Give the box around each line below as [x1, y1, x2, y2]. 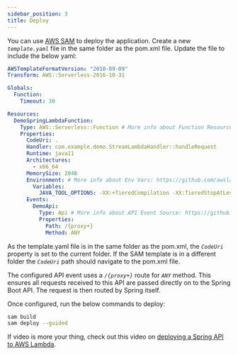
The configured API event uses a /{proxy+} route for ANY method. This [7, 271, 211, 279]
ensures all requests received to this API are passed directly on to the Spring [7, 278, 231, 287]
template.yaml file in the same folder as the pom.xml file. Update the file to [7, 44, 225, 52]
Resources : [7, 111, 40, 118]
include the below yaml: [7, 51, 76, 60]
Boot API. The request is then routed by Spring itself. [7, 286, 161, 294]
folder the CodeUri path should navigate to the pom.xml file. [7, 257, 181, 266]
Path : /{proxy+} [45, 222, 93, 230]
